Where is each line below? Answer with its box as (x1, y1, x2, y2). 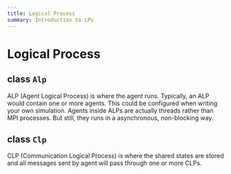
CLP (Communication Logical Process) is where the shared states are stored (7, 152, 224, 160)
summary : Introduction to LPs (7, 17, 94, 23)
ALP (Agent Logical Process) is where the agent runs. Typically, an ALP (7, 91, 210, 100)
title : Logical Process (7, 10, 76, 17)
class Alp (7, 74, 47, 85)
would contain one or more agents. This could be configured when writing (7, 99, 218, 107)
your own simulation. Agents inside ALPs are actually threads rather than (7, 106, 214, 114)
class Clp (7, 133, 47, 145)
